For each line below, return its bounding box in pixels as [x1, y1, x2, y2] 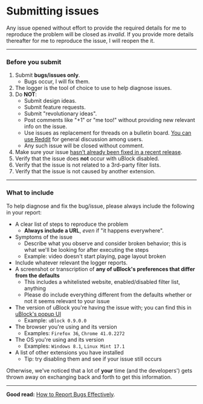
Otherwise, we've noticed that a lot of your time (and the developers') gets [6, 367, 193, 374]
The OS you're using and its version [14, 336, 105, 343]
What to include [6, 188, 54, 197]
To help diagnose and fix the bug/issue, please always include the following [6, 202, 195, 210]
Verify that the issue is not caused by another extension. [14, 168, 156, 175]
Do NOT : [14, 91, 37, 98]
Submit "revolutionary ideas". [24, 110, 97, 117]
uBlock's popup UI [14, 310, 62, 318]
